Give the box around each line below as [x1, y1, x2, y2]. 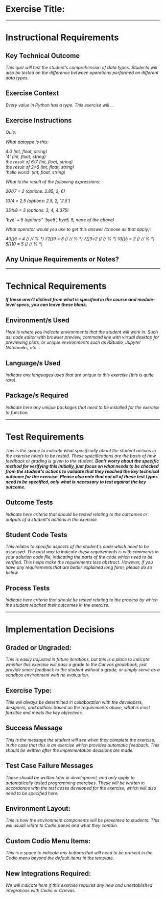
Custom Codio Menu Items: [5, 837, 91, 845]
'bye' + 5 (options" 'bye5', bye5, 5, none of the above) [5, 217, 115, 223]
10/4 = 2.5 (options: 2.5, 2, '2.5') [5, 198, 71, 204]
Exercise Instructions [5, 116, 72, 125]
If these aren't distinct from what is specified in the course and [5, 297, 137, 303]
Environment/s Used [5, 316, 70, 324]
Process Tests [5, 584, 50, 592]
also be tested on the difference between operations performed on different [5, 70, 159, 76]
